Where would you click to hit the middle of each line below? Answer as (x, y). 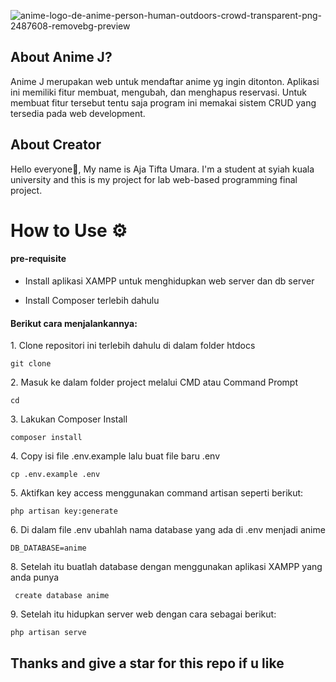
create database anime (62, 596)
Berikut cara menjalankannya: (74, 323)
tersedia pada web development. (78, 113)
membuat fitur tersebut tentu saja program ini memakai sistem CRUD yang (163, 102)
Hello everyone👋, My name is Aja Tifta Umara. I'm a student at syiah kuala (162, 169)
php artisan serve (48, 633)
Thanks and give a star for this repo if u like (147, 663)
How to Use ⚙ (69, 230)
